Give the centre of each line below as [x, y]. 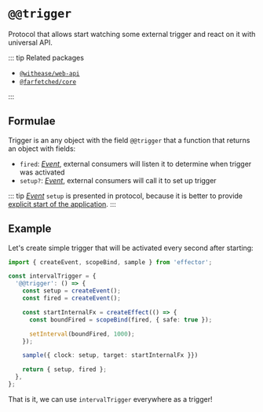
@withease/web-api [49, 73]
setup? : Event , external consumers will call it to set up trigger [118, 180]
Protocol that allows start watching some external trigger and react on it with [132, 34]
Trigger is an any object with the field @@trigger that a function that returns [129, 140]
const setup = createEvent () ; [72, 291]
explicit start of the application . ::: [62, 204]
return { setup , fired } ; [65, 370]
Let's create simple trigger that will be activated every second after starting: [131, 248]
